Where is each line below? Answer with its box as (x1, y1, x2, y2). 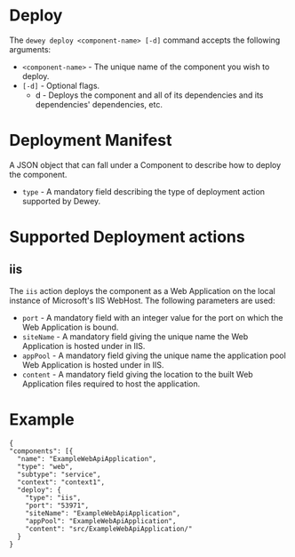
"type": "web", (17, 462, 74, 471)
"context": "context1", (17, 477, 105, 487)
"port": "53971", (25, 501, 90, 510)
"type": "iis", (25, 493, 82, 502)
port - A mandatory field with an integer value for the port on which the (21, 312, 283, 322)
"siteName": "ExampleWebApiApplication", (25, 508, 180, 518)
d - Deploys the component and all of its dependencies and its (35, 90, 264, 100)
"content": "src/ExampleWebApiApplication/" (25, 524, 193, 533)
